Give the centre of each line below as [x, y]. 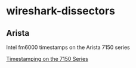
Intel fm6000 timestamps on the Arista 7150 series [68, 47]
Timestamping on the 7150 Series [47, 59]
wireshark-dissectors [61, 11]
